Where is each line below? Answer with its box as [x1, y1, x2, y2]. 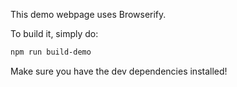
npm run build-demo [10, 47, 92, 57]
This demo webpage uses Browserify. [10, 9, 167, 20]
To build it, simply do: [10, 28, 99, 39]
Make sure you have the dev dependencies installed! [10, 65, 228, 77]
